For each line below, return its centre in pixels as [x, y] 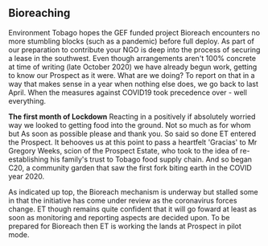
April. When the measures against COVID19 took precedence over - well [128, 92]
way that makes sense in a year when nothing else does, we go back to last [134, 84]
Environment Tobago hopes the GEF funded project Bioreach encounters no [134, 32]
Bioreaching [39, 13]
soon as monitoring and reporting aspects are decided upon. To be [120, 217]
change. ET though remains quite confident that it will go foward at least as [133, 209]
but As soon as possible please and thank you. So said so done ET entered [132, 133]
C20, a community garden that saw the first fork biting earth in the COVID [130, 167]
